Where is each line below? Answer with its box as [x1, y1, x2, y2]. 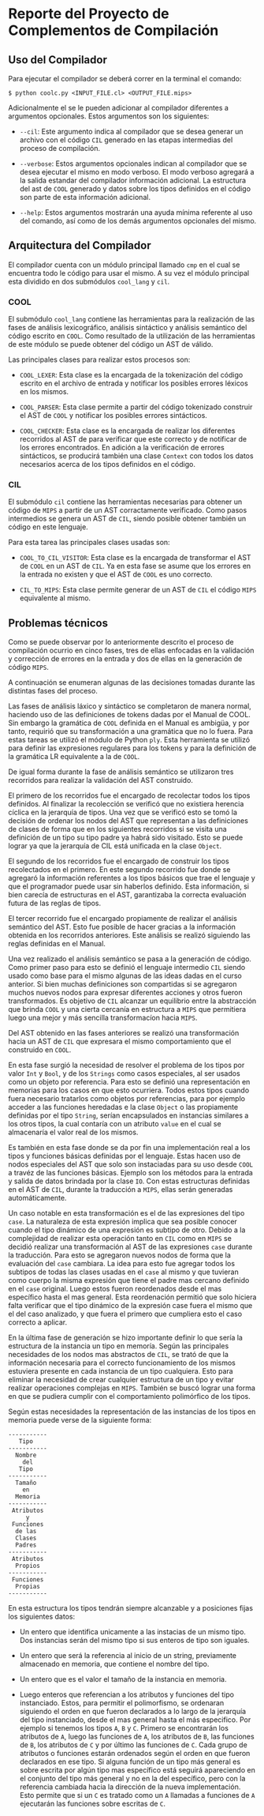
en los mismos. [19, 387, 69, 397]
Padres [15, 1541, 37, 1549]
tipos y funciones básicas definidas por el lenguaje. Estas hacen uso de [8, 1151, 241, 1161]
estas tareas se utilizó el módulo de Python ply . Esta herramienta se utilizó [8, 735, 251, 745]
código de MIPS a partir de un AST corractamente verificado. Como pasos [8, 506, 247, 515]
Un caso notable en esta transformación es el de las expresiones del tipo [8, 1209, 245, 1218]
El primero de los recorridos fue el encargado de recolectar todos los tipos [8, 791, 251, 800]
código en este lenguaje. [8, 522, 88, 532]
